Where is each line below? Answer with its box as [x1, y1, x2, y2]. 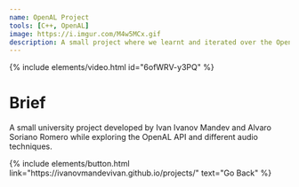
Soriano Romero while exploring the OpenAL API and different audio [9, 132, 258, 143]
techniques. [9, 141, 53, 152]
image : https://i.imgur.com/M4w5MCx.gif [9, 29, 162, 38]
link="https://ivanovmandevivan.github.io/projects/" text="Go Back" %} [9, 168, 272, 178]
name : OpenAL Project [9, 12, 90, 22]
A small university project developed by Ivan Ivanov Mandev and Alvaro [9, 122, 271, 133]
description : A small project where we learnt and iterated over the [9, 37, 273, 47]
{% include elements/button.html [9, 159, 131, 169]
